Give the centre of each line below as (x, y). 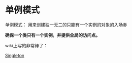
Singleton (15, 55)
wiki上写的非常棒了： (26, 45)
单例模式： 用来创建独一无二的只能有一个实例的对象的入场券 (66, 25)
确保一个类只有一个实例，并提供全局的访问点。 (52, 35)
